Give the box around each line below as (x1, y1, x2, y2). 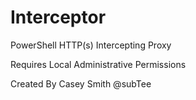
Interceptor (10, 6, 107, 29)
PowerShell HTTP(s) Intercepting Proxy (10, 39, 172, 51)
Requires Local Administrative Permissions (10, 58, 187, 70)
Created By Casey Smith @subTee (10, 77, 152, 90)
